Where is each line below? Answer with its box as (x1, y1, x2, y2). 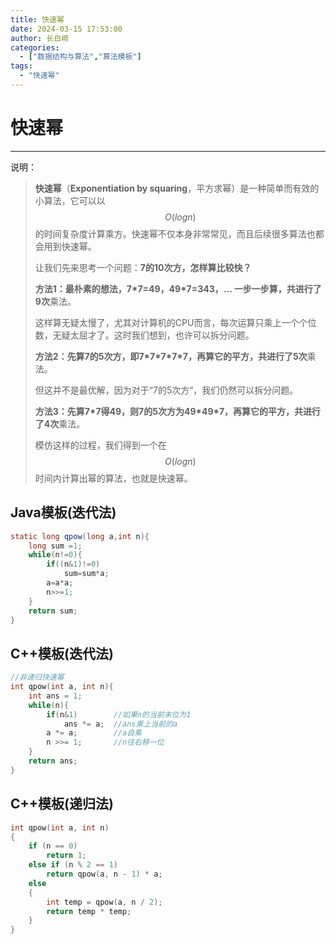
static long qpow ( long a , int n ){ (10, 531, 150, 541)
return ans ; (28, 756, 78, 766)
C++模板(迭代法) (10, 645, 114, 662)
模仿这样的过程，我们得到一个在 (34, 439, 167, 451)
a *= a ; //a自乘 (46, 728, 142, 738)
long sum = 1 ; (28, 541, 83, 551)
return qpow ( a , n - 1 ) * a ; (46, 869, 163, 879)
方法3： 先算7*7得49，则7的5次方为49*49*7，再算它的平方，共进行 (34, 405, 322, 417)
